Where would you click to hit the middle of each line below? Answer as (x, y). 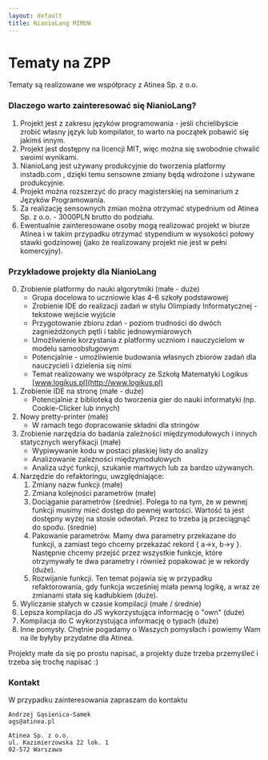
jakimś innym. (42, 140)
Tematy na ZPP (60, 63)
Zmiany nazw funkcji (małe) (77, 485)
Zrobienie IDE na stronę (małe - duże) (82, 391)
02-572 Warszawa (35, 750)
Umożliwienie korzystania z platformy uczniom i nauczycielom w (138, 340)
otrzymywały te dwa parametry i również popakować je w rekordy (140, 561)
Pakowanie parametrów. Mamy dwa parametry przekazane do (134, 536)
